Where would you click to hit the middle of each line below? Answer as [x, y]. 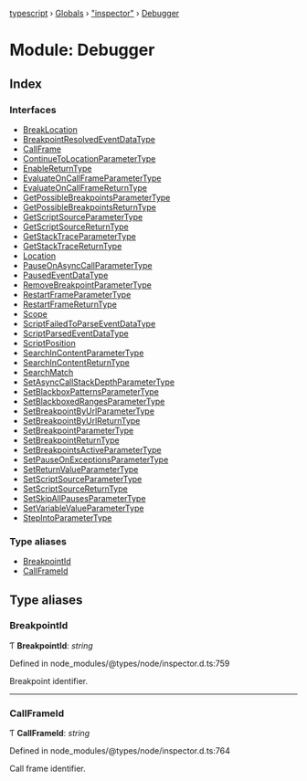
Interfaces [33, 110]
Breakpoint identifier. [49, 681]
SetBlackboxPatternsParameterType [91, 391]
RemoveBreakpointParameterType [87, 285]
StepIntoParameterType [67, 517]
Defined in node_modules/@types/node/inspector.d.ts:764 [120, 751]
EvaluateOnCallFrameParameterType [92, 178]
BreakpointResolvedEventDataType [89, 139]
